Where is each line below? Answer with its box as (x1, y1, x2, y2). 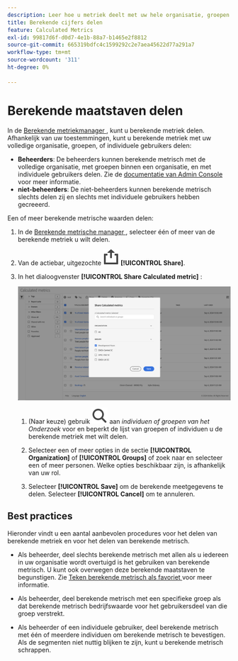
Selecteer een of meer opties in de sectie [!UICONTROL (28, 446, 192, 454)
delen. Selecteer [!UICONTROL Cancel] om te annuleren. (28, 490, 195, 498)
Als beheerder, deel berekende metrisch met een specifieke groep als (17, 594, 222, 602)
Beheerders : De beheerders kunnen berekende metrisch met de (17, 154, 206, 163)
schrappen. (17, 645, 52, 654)
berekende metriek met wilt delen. (28, 432, 129, 441)
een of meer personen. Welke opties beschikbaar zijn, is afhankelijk (28, 461, 225, 469)
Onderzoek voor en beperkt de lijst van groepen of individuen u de (28, 425, 223, 433)
